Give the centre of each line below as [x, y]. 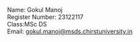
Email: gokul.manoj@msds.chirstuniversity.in [70, 31]
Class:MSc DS [27, 24]
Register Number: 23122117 [45, 17]
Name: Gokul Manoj [35, 10]
